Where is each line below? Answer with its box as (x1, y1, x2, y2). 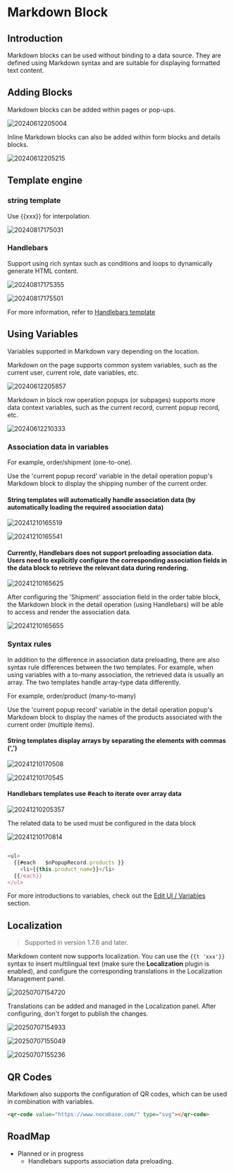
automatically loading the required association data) (7, 503, 164, 511)
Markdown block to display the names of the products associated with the (7, 713, 223, 721)
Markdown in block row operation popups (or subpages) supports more (7, 395, 216, 404)
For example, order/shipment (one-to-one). (7, 457, 133, 467)
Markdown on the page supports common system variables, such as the (7, 361, 217, 369)
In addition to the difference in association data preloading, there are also (7, 655, 220, 664)
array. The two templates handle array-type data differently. (7, 678, 181, 686)
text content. (7, 66, 44, 74)
